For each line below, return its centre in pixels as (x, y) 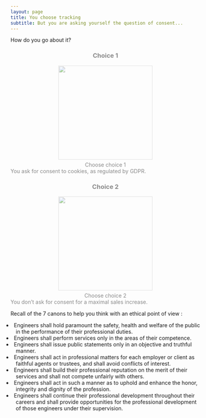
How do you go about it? (41, 40)
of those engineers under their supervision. (70, 408)
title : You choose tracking (46, 17)
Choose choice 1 (105, 164)
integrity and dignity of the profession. (64, 389)
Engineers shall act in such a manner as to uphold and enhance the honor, (106, 383)
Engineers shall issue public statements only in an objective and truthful (103, 344)
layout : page (27, 12)
